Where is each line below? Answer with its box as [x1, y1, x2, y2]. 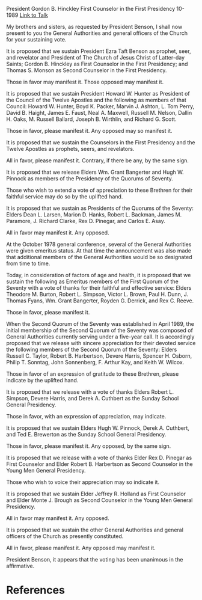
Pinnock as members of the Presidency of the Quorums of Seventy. [6, 175, 173, 182]
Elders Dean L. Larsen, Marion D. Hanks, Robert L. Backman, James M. [6, 211, 182, 218]
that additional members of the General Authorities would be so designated [6, 254, 192, 260]
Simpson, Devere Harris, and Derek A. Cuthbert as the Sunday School [6, 395, 179, 402]
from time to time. [6, 260, 50, 267]
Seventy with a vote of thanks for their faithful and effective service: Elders [6, 284, 192, 291]
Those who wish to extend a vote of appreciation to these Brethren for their [6, 186, 193, 194]
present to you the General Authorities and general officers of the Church [6, 29, 188, 37]
